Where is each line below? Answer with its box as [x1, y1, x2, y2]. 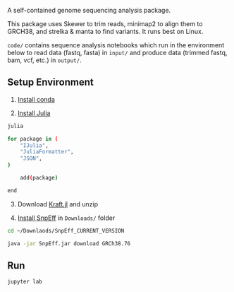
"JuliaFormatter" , [20, 148, 74, 156]
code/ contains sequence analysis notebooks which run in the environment [7, 41, 225, 49]
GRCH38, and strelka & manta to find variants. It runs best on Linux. [7, 28, 204, 35]
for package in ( [7, 135, 58, 142]
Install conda [17, 95, 55, 103]
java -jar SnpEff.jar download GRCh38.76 [7, 240, 131, 247]
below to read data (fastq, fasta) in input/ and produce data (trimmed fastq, [7, 49, 228, 57]
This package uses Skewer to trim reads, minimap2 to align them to [7, 20, 203, 28]
